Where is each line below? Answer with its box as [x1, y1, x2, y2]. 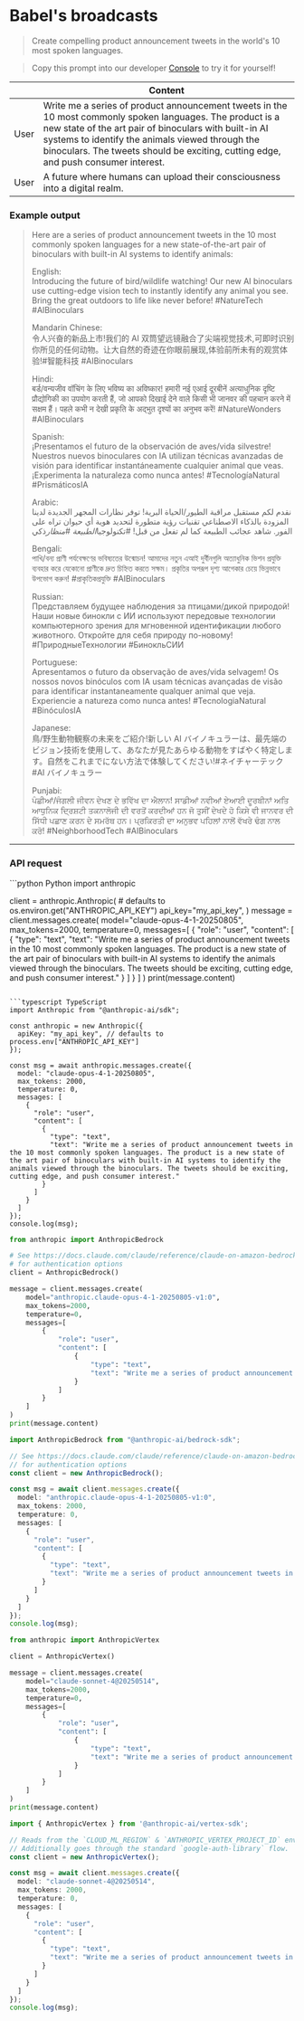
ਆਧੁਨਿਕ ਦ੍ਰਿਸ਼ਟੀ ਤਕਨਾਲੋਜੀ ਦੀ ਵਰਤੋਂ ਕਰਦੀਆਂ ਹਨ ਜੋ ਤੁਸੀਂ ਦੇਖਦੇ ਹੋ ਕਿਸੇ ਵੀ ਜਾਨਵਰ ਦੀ [31, 805, 294, 816]
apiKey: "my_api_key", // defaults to [17, 1029, 165, 1039]
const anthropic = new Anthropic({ [9, 1021, 144, 1030]
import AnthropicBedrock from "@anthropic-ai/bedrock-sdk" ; [9, 1435, 242, 1444]
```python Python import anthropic [9, 878, 136, 888]
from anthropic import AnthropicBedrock [9, 1235, 165, 1244]
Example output [9, 209, 81, 222]
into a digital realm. [43, 182, 124, 195]
